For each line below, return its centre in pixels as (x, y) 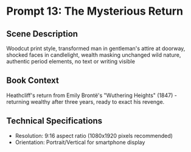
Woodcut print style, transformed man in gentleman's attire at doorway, (96, 48)
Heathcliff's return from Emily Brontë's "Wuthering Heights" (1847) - (92, 95)
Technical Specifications (54, 121)
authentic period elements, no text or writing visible (71, 61)
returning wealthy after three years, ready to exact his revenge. (85, 101)
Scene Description (42, 34)
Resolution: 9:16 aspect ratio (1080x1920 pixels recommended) (94, 136)
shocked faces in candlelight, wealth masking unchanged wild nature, (94, 55)
